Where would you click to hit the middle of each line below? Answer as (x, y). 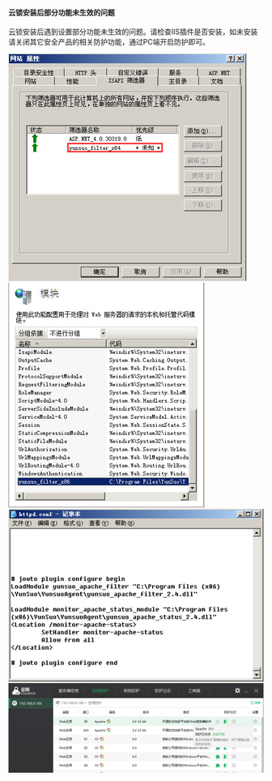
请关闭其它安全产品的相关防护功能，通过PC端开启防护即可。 (109, 42)
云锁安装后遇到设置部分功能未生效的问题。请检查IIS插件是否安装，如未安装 (133, 32)
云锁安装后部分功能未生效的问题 (62, 12)
